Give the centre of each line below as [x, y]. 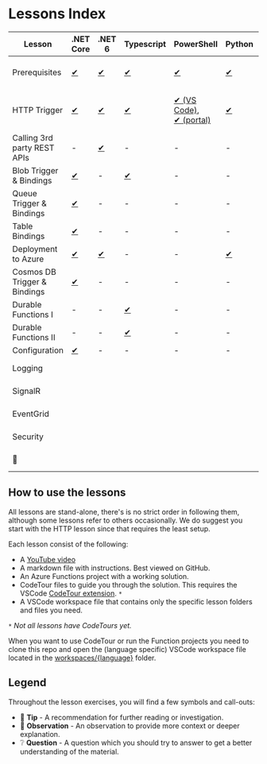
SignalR [27, 391]
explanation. [40, 734]
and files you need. [51, 610]
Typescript [145, 44]
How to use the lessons [67, 493]
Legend [27, 683]
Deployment [35, 249]
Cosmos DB [35, 272]
